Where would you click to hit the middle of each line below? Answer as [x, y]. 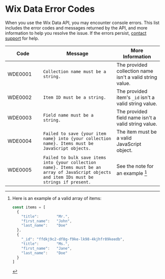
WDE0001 [20, 74]
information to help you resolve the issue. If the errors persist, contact [76, 33]
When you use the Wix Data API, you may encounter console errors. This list [82, 23]
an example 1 [132, 173]
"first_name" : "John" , [47, 221]
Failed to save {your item [75, 133]
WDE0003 [20, 117]
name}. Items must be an [72, 167]
